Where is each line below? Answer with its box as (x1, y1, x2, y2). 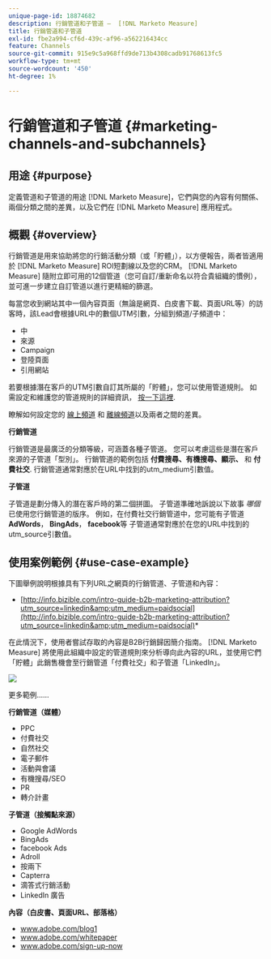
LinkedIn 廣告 (19, 890, 66, 901)
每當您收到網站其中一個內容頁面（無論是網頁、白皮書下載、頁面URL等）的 (8, 299, 256, 308)
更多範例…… (8, 690, 50, 700)
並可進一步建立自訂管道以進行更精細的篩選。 (8, 282, 158, 291)
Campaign (19, 346, 55, 355)
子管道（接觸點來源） (8, 810, 79, 819)
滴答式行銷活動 (19, 880, 70, 890)
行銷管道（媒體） (8, 707, 66, 717)
